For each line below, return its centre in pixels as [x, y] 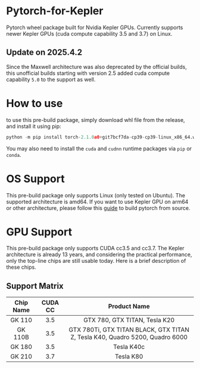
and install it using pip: [34, 126]
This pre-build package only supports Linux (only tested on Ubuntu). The [96, 195]
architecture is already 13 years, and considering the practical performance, [99, 254]
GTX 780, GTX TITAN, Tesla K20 [129, 320]
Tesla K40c [129, 347]
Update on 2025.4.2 [44, 53]
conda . [14, 155]
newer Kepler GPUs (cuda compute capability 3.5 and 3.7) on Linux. [89, 33]
